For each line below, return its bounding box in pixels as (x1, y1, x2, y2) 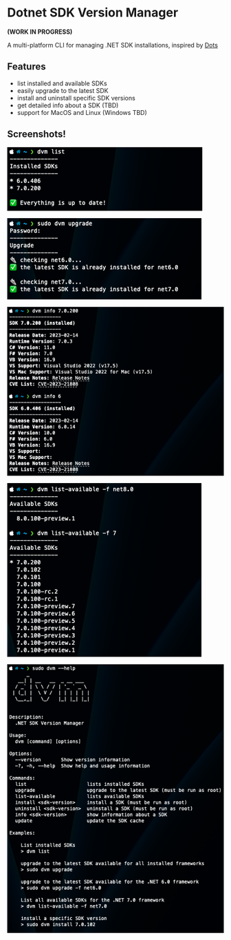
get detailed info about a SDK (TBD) (16, 101, 119, 109)
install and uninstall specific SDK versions (16, 94, 135, 102)
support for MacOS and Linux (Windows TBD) (16, 108, 148, 116)
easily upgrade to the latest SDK (16, 86, 109, 94)
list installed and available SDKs (16, 79, 108, 87)
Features (7, 61, 46, 73)
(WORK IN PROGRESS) (7, 28, 73, 36)
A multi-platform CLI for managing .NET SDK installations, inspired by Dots (7, 41, 219, 49)
